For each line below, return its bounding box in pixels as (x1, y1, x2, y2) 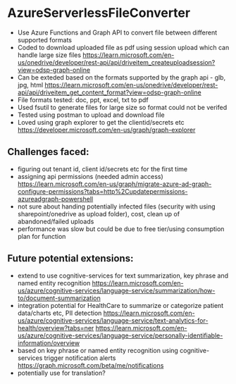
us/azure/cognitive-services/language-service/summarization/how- (17, 286, 216, 295)
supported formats (17, 35, 73, 44)
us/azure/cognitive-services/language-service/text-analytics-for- (17, 316, 209, 325)
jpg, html (17, 80, 44, 89)
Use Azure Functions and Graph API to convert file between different (17, 28, 218, 37)
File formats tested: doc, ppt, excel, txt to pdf (17, 95, 149, 104)
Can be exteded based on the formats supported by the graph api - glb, (17, 73, 226, 82)
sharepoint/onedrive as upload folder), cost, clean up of (17, 209, 180, 218)
